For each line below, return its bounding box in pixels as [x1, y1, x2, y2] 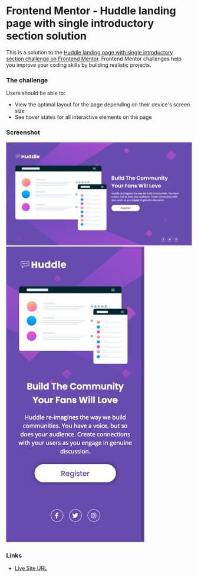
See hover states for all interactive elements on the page [14, 114, 152, 121]
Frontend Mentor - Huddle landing [6, 4, 176, 18]
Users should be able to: [6, 90, 66, 97]
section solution [6, 30, 87, 43]
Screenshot [6, 128, 40, 137]
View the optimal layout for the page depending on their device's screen [14, 101, 190, 108]
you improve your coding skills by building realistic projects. [6, 61, 151, 69]
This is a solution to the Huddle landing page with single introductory [6, 48, 173, 56]
